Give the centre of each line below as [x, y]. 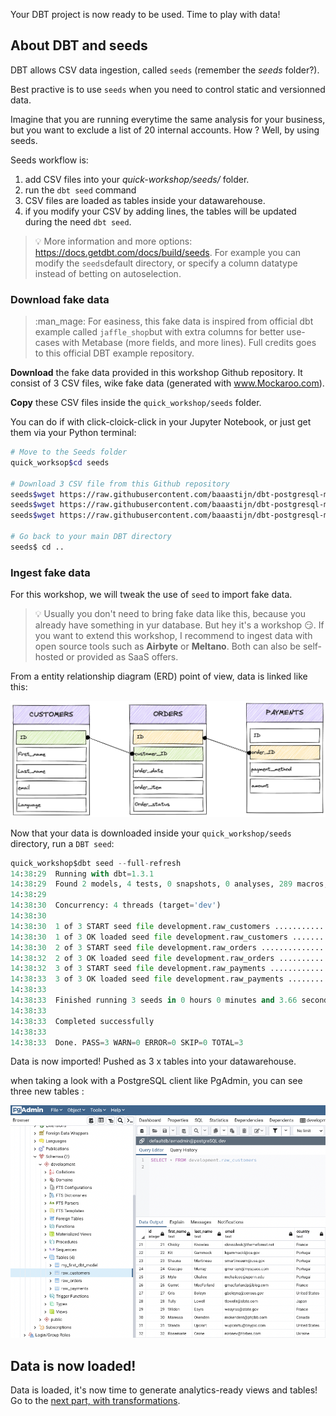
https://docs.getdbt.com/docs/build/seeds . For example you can [168, 252]
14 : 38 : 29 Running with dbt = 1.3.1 [82, 874]
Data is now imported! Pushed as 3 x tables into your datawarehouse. [153, 1061]
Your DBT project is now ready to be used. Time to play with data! [145, 14]
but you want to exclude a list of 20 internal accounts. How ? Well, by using [165, 130]
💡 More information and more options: [113, 241]
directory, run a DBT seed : [62, 843]
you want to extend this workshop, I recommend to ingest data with [173, 636]
